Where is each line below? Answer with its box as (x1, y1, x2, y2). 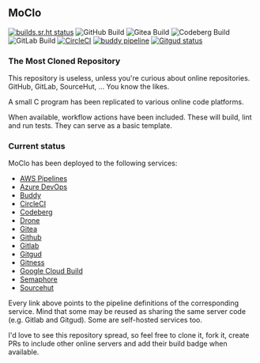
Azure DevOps (19, 182, 68, 192)
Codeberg (19, 207, 53, 217)
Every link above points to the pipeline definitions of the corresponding (8, 298, 239, 308)
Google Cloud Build (19, 267, 83, 276)
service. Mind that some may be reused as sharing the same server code (8, 307, 247, 316)
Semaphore (19, 274, 58, 284)
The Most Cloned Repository (8, 55, 121, 66)
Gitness (19, 258, 45, 267)
